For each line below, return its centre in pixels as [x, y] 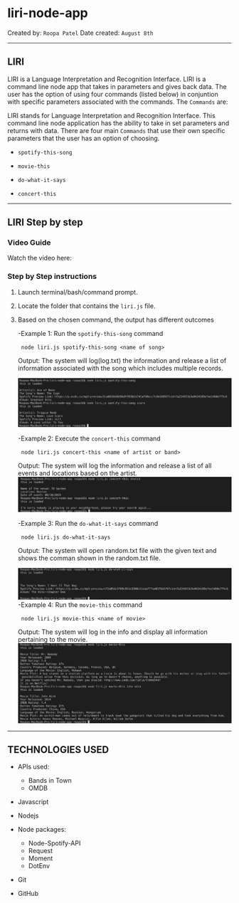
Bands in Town [50, 781]
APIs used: [33, 767]
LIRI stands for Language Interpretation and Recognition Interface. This [111, 115]
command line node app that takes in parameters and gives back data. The [117, 86]
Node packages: [42, 830]
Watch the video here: [40, 258]
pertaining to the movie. [52, 639]
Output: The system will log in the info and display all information [112, 632]
